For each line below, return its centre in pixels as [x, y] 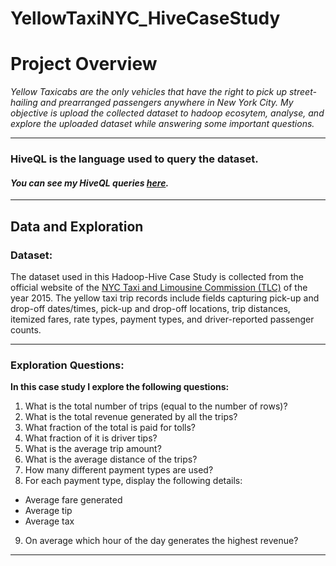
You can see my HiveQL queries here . [90, 183]
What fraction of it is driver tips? [91, 438]
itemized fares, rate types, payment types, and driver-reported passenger [162, 319]
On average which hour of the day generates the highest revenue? [161, 541]
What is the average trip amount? [93, 449]
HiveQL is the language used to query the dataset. [134, 159]
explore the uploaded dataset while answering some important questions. [162, 124]
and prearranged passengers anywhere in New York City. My [166, 103]
